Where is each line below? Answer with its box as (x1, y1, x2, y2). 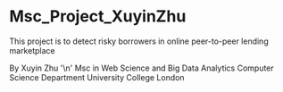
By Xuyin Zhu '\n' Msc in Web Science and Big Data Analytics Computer (9, 63, 274, 73)
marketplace (9, 45, 55, 55)
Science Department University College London (9, 71, 185, 82)
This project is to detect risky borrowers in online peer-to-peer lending (9, 36, 270, 46)
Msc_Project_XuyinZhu (9, 6, 187, 27)
